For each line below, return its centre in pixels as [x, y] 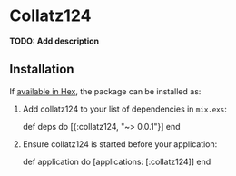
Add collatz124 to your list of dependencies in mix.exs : [124, 109]
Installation [42, 69]
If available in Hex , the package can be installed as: [105, 91]
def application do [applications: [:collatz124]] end [117, 161]
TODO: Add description [54, 41]
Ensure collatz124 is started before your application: [120, 144]
